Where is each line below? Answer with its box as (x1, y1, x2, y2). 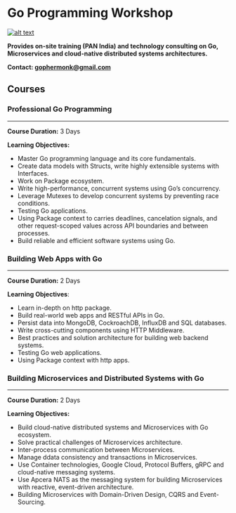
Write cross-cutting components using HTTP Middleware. (17, 325, 185, 335)
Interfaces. (17, 169, 49, 177)
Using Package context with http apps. (17, 356, 130, 364)
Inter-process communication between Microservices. (17, 446, 175, 454)
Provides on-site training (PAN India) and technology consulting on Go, (7, 41, 219, 50)
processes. (17, 228, 51, 237)
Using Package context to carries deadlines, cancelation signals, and (17, 214, 218, 222)
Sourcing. (17, 498, 46, 507)
